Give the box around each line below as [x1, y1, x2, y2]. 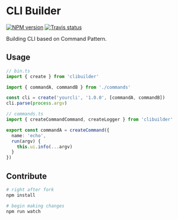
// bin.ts [6, 68, 31, 74]
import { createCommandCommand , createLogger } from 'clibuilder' [6, 117, 173, 122]
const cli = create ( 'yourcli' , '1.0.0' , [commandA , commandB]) [6, 95, 166, 101]
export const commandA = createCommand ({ [6, 127, 110, 133]
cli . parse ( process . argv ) [6, 101, 67, 106]
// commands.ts [6, 111, 44, 117]
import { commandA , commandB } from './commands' [6, 84, 131, 90]
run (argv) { [11, 138, 41, 144]
